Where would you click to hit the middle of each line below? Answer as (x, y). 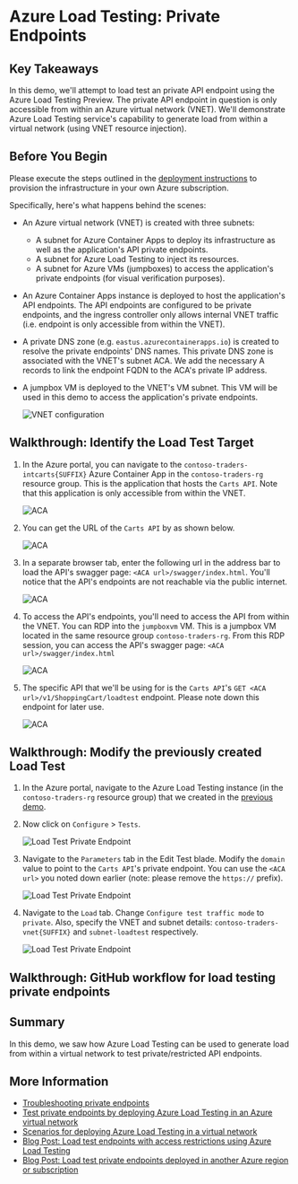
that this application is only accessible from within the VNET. (134, 493)
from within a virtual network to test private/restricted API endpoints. (136, 1053)
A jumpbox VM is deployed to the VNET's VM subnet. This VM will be (150, 387)
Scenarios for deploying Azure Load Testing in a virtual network (140, 1132)
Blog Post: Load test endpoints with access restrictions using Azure (147, 1141)
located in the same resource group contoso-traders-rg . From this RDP (153, 636)
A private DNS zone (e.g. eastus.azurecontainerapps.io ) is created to (150, 341)
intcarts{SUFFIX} (55, 474)
